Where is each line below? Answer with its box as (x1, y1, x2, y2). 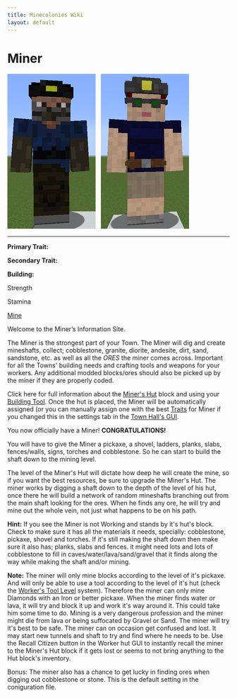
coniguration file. (7, 683, 56, 692)
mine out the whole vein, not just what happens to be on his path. (7, 506, 197, 515)
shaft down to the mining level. (7, 455, 97, 464)
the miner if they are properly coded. (7, 376, 114, 385)
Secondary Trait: (7, 256, 58, 265)
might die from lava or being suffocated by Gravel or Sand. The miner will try (7, 617, 230, 625)
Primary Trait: (7, 243, 49, 251)
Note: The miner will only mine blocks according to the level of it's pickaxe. (7, 571, 226, 580)
